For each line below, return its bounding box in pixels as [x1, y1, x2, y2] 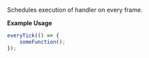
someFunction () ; [19, 38, 66, 45]
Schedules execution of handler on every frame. [7, 6, 143, 14]
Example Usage [7, 19, 53, 27]
